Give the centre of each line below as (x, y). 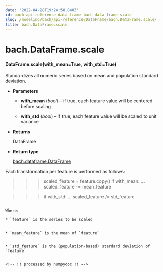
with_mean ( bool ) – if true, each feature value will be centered (86, 101)
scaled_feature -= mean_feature (77, 186)
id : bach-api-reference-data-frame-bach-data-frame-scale (68, 15)
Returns (22, 132)
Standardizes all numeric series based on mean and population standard (82, 75)
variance (30, 121)
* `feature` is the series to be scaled (49, 219)
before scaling (36, 106)
